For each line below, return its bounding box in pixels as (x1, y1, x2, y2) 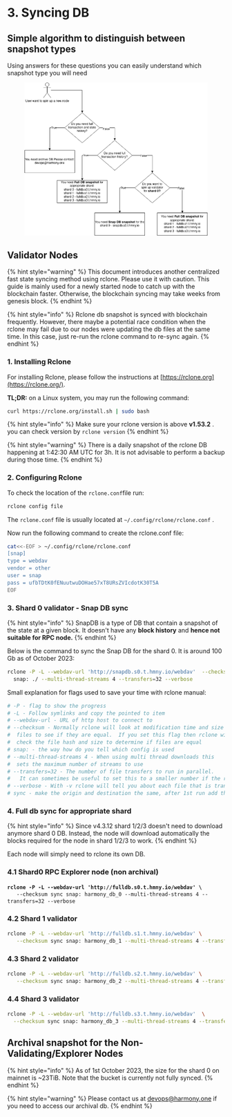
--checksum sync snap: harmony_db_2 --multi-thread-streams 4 (16, 977, 199, 984)
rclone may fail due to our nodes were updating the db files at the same (7, 325, 211, 333)
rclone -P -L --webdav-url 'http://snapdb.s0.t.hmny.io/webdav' (7, 668, 196, 675)
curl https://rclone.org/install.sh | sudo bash (7, 408, 150, 415)
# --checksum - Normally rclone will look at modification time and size (7, 724, 224, 731)
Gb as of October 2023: (7, 654, 75, 662)
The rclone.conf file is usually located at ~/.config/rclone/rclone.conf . (7, 515, 215, 523)
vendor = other (7, 565, 51, 572)
